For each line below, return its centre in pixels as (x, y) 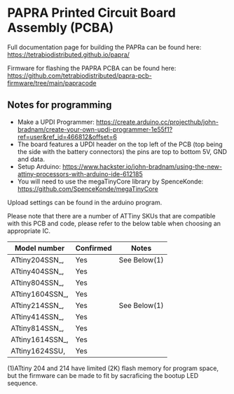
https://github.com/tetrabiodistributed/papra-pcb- (80, 76)
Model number (40, 248)
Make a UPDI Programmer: (56, 122)
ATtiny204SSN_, (37, 260)
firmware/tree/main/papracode (52, 83)
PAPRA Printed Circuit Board (92, 13)
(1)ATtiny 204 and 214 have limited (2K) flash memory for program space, (113, 368)
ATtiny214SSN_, (37, 305)
